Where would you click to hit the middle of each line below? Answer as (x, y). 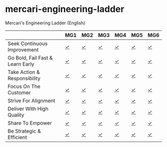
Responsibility (24, 78)
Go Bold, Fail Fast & (30, 58)
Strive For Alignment (32, 100)
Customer (19, 92)
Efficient (17, 137)
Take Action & (24, 72)
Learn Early (21, 64)
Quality (16, 115)
